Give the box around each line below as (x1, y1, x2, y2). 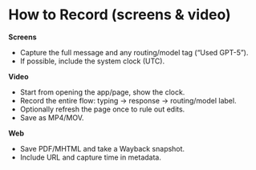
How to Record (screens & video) (8, 6, 231, 24)
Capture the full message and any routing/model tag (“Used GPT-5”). (19, 47, 249, 57)
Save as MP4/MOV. (19, 112, 84, 122)
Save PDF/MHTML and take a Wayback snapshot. (19, 144, 185, 153)
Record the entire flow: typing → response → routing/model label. (19, 95, 237, 105)
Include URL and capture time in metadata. (19, 152, 162, 162)
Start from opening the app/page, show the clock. (19, 87, 185, 97)
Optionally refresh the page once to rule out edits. (19, 104, 185, 114)
